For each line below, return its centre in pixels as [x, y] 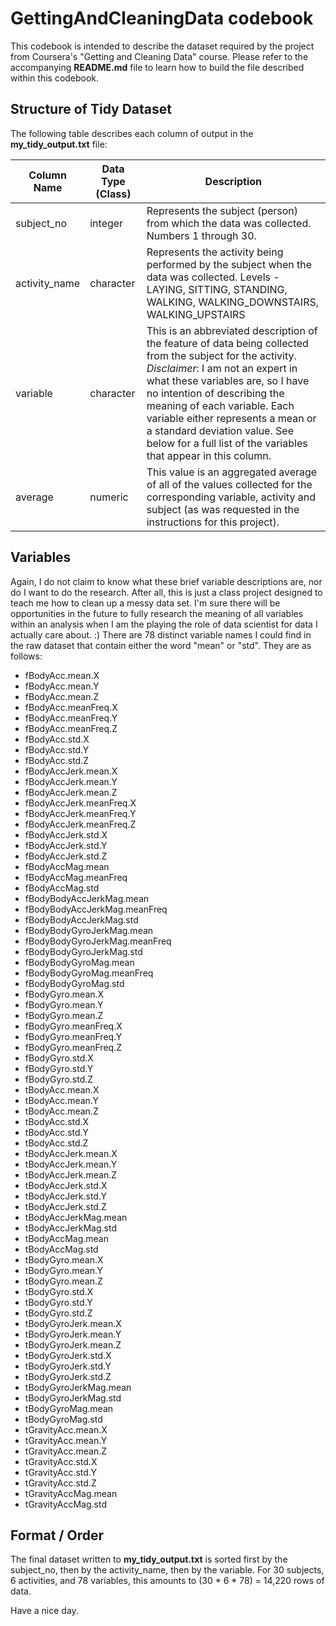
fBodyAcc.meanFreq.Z [71, 728]
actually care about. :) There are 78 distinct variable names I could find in [161, 634]
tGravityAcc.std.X [61, 1461]
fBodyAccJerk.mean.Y [71, 781]
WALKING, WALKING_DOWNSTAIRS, [233, 302]
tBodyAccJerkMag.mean [76, 1217]
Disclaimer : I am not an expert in [222, 368]
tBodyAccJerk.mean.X [71, 1153]
